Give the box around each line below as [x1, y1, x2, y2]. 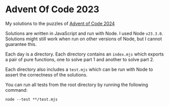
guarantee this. [5, 41, 37, 47]
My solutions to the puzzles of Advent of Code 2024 [5, 20, 115, 26]
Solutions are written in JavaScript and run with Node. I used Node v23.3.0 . [5, 30, 163, 36]
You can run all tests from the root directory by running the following [5, 82, 148, 88]
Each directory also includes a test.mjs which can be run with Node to [5, 66, 153, 72]
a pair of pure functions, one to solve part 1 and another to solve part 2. [5, 56, 155, 62]
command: [5, 87, 28, 93]
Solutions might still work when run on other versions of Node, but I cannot [5, 36, 162, 42]
